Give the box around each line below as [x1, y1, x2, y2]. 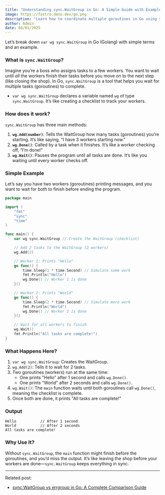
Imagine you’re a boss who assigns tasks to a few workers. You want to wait [5, 67, 159, 74]
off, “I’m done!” [12, 147, 43, 153]
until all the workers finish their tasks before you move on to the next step [5, 73, 154, 79]
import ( [5, 204, 23, 209]
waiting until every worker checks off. [12, 157, 88, 163]
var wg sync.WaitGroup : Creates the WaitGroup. [12, 359, 109, 365]
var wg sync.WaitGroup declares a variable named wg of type [12, 93, 135, 99]
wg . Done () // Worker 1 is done [23, 277, 87, 282]
